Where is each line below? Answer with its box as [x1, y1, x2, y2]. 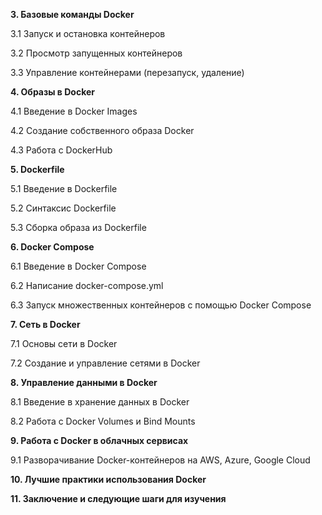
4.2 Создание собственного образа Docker [10, 125, 195, 136]
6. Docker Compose [10, 241, 95, 253]
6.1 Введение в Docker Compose [10, 260, 147, 272]
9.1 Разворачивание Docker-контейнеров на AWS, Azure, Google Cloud [10, 454, 311, 466]
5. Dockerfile [10, 164, 65, 175]
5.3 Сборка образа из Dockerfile [10, 222, 147, 233]
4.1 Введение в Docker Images [10, 105, 138, 117]
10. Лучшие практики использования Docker [10, 474, 207, 485]
